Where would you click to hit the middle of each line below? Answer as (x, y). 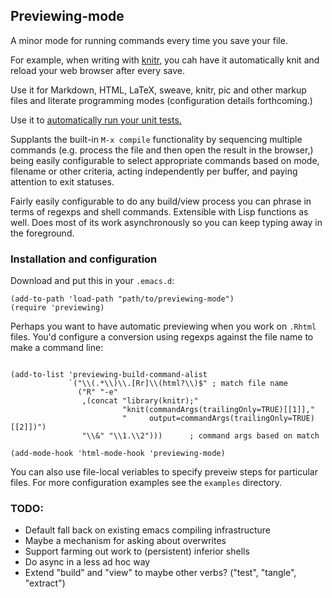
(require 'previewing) (57, 308)
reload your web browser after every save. (97, 70)
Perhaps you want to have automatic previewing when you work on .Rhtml (163, 326)
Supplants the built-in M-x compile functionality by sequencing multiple (156, 139)
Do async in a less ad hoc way (87, 562)
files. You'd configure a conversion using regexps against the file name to (162, 337)
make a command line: (57, 348)
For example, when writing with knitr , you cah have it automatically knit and (165, 60)
